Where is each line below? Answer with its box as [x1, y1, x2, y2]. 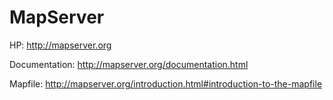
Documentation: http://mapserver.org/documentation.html [9, 58, 249, 70]
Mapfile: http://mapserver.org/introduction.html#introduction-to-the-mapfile [9, 77, 323, 90]
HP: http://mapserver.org [9, 39, 112, 51]
